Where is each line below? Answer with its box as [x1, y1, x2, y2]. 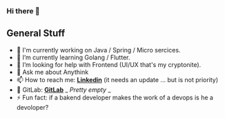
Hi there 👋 [6, 6, 41, 16]
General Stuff [6, 28, 66, 39]
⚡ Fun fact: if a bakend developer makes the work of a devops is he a [16, 93, 213, 101]
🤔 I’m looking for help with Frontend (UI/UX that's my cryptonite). [16, 60, 202, 68]
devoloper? [16, 103, 49, 111]
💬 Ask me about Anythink [16, 68, 89, 76]
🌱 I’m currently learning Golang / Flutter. [16, 53, 130, 61]
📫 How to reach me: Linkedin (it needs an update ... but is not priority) [16, 75, 219, 83]
